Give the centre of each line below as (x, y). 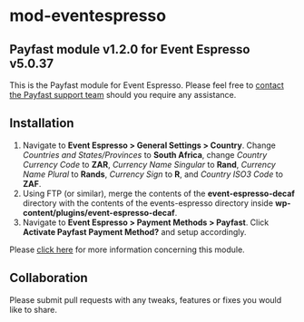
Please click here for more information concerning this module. (127, 249)
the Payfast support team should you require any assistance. (123, 95)
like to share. (33, 309)
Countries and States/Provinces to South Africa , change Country (145, 154)
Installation (42, 123)
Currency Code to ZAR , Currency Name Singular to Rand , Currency (149, 164)
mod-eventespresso (88, 16)
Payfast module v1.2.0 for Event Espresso (130, 49)
